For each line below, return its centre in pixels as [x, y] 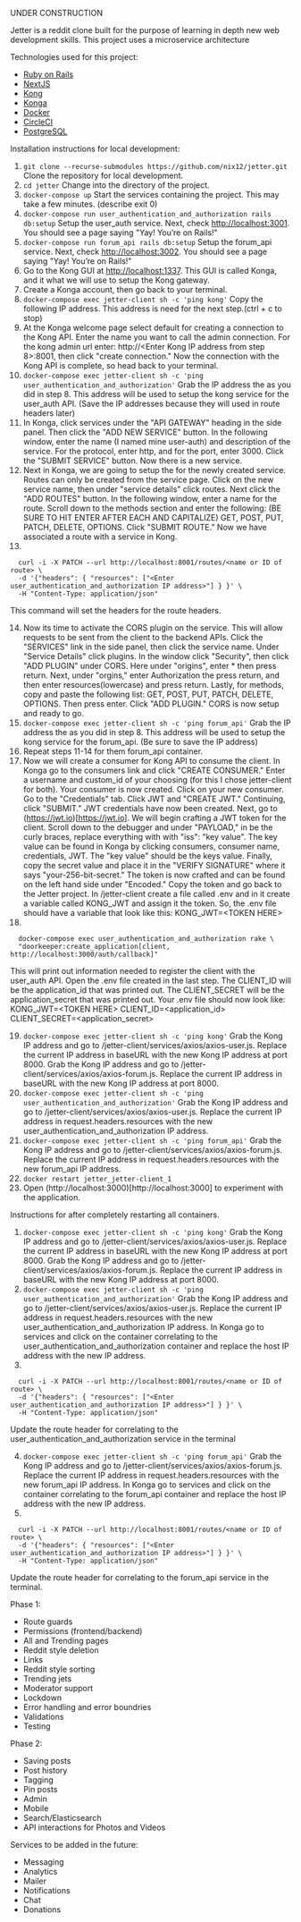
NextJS [37, 84]
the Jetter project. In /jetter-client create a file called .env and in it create [157, 894]
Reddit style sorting [59, 1669]
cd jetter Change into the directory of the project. [116, 185]
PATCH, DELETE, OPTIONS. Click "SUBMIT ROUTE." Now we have [145, 527]
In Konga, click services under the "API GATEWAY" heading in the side [152, 423]
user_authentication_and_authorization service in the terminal [123, 1439]
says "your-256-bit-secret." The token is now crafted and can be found [154, 875]
